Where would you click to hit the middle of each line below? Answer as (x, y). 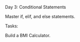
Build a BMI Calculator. (28, 35)
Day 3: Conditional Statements (36, 7)
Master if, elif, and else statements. (40, 16)
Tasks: (12, 26)
